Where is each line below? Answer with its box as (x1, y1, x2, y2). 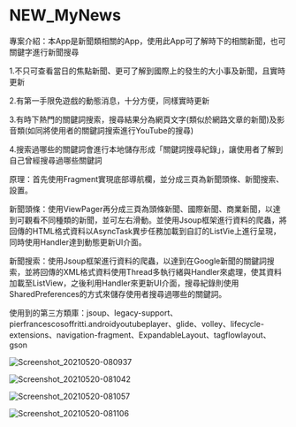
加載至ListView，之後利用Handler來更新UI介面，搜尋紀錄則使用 (9, 278, 239, 288)
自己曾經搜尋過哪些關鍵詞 (9, 155, 102, 165)
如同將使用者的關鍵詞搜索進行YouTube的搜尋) (27, 125, 194, 135)
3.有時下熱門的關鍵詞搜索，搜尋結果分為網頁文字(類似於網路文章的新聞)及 (9, 114, 277, 125)
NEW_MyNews (9, 5, 122, 26)
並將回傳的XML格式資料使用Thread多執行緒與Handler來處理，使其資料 (24, 266, 283, 277)
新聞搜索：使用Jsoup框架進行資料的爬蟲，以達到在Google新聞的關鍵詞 (9, 255, 267, 266)
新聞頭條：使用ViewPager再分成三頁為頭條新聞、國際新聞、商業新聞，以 (9, 203, 274, 214)
